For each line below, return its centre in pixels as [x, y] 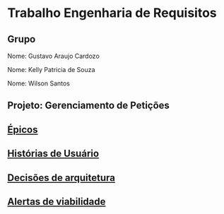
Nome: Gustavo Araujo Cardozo [54, 56]
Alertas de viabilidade [57, 202]
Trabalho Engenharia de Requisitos [112, 13]
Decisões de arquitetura [61, 178]
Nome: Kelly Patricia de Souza [51, 70]
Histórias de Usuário [53, 154]
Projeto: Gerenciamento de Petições [88, 106]
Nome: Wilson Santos [39, 83]
